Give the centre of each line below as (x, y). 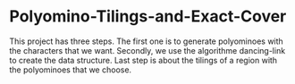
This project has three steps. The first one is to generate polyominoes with (146, 41)
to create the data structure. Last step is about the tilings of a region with (143, 60)
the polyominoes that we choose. (71, 70)
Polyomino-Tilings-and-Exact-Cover (148, 17)
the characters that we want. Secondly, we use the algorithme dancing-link (147, 50)
